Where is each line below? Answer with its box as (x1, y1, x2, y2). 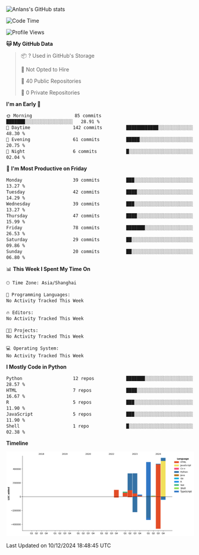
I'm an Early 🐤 (6, 101, 41, 107)
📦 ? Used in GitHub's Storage (20, 52, 95, 59)
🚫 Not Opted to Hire (20, 66, 70, 73)
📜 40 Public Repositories (20, 77, 82, 85)
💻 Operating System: (6, 345, 60, 351)
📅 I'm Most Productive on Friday (6, 165, 88, 172)
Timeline (6, 439, 29, 447)
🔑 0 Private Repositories (20, 89, 80, 96)
